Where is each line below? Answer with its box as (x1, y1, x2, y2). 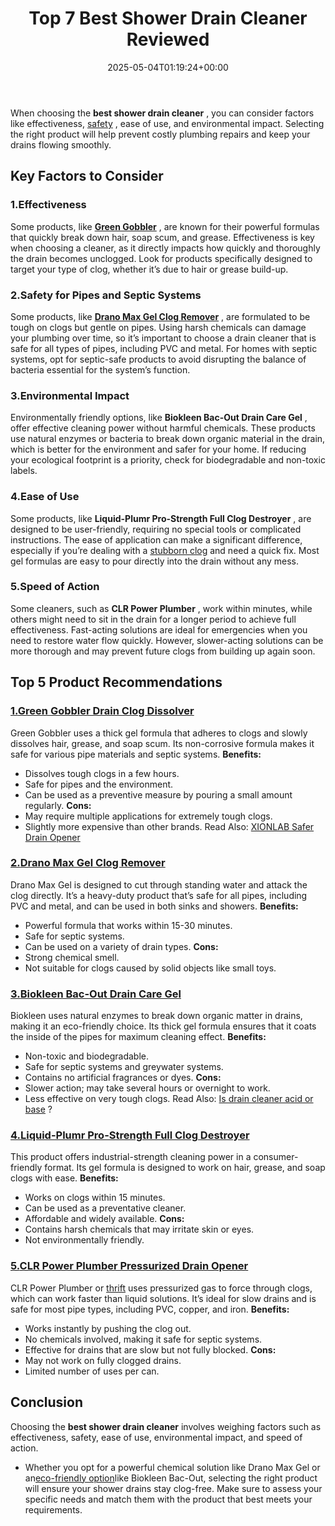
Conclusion (10, 1394, 84, 1411)
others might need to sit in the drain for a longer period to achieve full (10, 613, 297, 625)
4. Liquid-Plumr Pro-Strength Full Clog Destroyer (10, 1128, 250, 1142)
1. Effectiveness (10, 198, 87, 212)
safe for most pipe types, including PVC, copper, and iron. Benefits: (10, 1303, 290, 1315)
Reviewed (126, 28, 210, 51)
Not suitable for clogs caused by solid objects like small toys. (24, 962, 277, 974)
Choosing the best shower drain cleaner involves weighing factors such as (10, 1420, 322, 1432)
